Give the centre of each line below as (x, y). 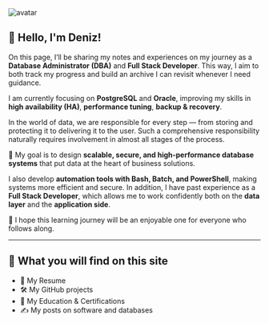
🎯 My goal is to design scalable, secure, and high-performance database (131, 155)
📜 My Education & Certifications (72, 301)
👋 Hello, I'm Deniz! (55, 38)
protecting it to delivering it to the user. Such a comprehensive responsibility (134, 131)
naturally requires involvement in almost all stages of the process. (117, 139)
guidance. (25, 83)
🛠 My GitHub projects (56, 289)
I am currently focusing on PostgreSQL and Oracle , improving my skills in (130, 98)
